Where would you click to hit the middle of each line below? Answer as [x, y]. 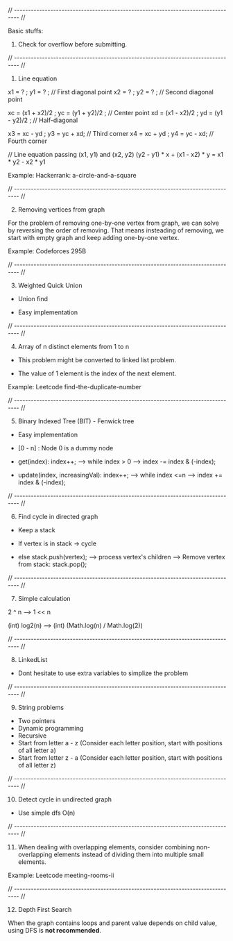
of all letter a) [37, 750]
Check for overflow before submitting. [72, 44]
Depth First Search [45, 909]
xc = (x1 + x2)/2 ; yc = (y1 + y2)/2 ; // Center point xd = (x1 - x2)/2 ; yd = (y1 [115, 113]
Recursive [32, 736]
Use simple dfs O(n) [46, 813]
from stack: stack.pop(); [52, 564]
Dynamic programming [51, 728]
